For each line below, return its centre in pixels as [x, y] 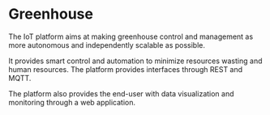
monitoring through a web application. [72, 102]
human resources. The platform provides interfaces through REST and [126, 69]
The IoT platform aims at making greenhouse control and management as [131, 36]
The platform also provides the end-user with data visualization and [121, 93]
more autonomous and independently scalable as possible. [107, 45]
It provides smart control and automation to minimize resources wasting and [135, 61]
